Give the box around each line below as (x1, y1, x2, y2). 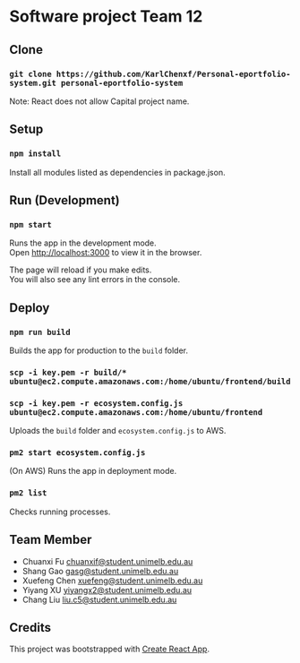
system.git (9, 78, 56, 88)
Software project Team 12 (9, 6, 203, 27)
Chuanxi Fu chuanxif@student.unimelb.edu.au (21, 555, 193, 566)
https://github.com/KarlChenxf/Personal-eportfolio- (56, 69, 291, 79)
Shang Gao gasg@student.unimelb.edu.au (21, 565, 179, 576)
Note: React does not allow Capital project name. (9, 96, 190, 107)
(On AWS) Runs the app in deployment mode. (9, 466, 177, 477)
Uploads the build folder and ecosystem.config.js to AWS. (9, 426, 227, 436)
